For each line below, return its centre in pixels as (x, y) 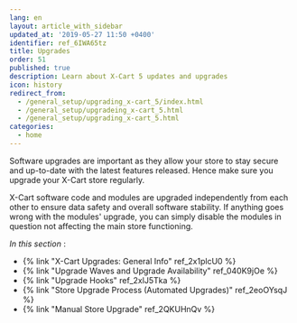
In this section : (37, 244)
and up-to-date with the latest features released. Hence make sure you (141, 170)
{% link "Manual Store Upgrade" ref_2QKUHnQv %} (119, 309)
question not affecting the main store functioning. (102, 226)
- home (30, 135)
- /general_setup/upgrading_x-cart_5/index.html (111, 102)
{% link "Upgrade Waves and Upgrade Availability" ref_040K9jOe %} (150, 271)
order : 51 (28, 60)
